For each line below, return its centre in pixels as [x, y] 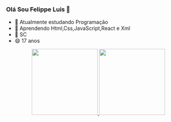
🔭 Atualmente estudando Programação [61, 22]
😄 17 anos [27, 41]
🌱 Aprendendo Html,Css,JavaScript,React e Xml [72, 28]
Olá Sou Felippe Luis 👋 [38, 9]
